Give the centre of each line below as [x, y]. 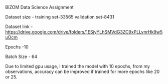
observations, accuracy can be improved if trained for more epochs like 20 [82, 71]
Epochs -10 [17, 47]
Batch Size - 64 [21, 56]
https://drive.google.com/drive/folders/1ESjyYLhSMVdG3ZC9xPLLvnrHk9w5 [84, 32]
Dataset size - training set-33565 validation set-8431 [60, 17]
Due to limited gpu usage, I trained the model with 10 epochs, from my [78, 66]
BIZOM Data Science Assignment [39, 7]
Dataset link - [19, 26]
